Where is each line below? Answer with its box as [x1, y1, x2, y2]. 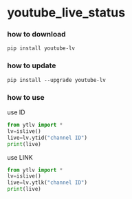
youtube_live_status [7, 5, 126, 21]
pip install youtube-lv [7, 45, 76, 52]
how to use [7, 92, 45, 102]
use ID [7, 108, 25, 116]
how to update [7, 61, 56, 70]
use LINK [7, 153, 33, 161]
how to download [7, 30, 67, 39]
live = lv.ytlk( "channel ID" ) [7, 179, 88, 187]
